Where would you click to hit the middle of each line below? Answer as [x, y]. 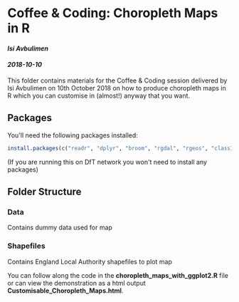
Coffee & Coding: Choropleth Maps [113, 13]
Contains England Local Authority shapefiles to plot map [90, 261]
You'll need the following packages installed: [73, 135]
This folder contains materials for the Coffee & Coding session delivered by [117, 80]
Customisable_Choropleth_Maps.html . [65, 291]
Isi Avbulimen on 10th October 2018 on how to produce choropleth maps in [117, 88]
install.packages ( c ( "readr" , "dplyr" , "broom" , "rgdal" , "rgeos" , [108, 148]
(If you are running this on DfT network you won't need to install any [107, 162]
